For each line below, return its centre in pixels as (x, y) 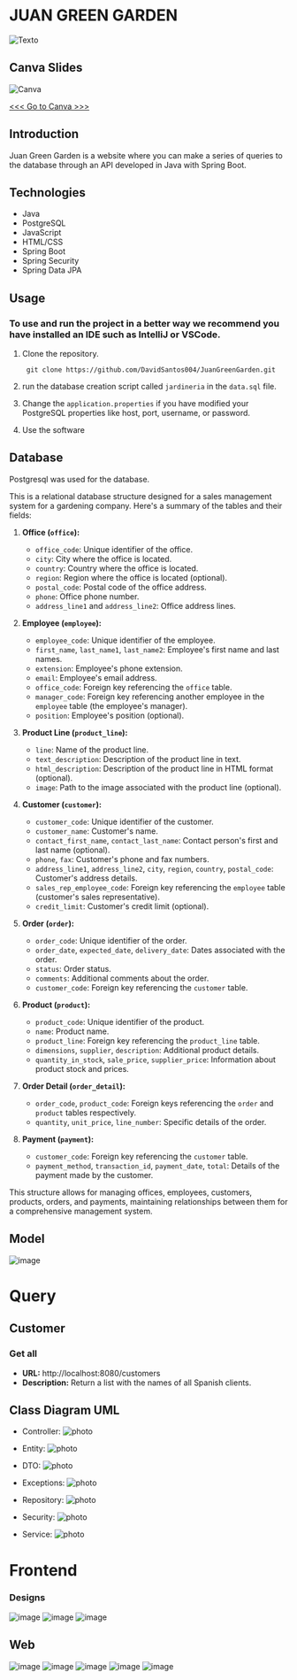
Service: (37, 1534)
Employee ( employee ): (61, 623)
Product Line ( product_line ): (75, 732)
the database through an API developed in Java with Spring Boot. (128, 165)
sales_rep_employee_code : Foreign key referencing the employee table (160, 887)
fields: (21, 515)
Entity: (34, 1449)
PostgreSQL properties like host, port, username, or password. (136, 413)
